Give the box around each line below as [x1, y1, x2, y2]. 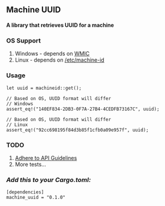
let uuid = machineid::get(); [6, 85, 82, 91]
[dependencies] [6, 189, 44, 195]
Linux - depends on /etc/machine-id [14, 56, 105, 63]
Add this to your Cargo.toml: [6, 175, 91, 184]
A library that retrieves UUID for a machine [6, 21, 114, 29]
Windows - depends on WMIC [14, 50, 90, 57]
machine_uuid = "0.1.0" [6, 195, 66, 201]
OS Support [6, 36, 41, 44]
